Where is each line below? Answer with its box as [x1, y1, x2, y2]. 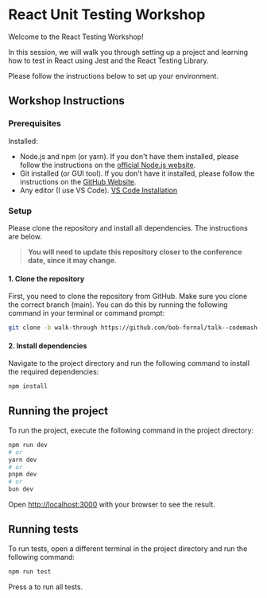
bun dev [8, 485, 34, 494]
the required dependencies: [8, 367, 99, 377]
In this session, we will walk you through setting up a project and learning [8, 47, 249, 56]
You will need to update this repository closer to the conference [27, 247, 242, 256]
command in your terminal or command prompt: [8, 309, 165, 318]
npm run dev [8, 441, 48, 448]
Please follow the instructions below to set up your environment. [8, 71, 219, 80]
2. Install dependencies [8, 340, 87, 351]
